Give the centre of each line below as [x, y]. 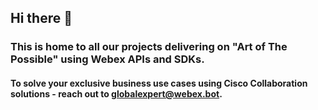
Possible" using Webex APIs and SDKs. [107, 59]
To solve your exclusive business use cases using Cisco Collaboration [159, 83]
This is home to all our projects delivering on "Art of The [149, 47]
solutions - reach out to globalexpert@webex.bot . [116, 93]
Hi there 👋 [41, 18]
